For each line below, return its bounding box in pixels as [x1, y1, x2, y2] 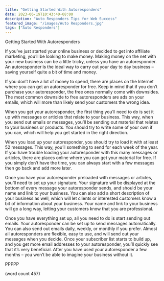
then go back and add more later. [5, 165, 72, 171]
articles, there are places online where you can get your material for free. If [5, 155, 157, 161]
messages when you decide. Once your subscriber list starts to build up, [5, 236, 151, 242]
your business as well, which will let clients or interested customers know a [5, 195, 157, 201]
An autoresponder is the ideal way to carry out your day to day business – [5, 64, 154, 70]
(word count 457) [5, 271, 41, 277]
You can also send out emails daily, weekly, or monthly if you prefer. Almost [5, 226, 158, 232]
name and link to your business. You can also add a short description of [5, 190, 150, 196]
